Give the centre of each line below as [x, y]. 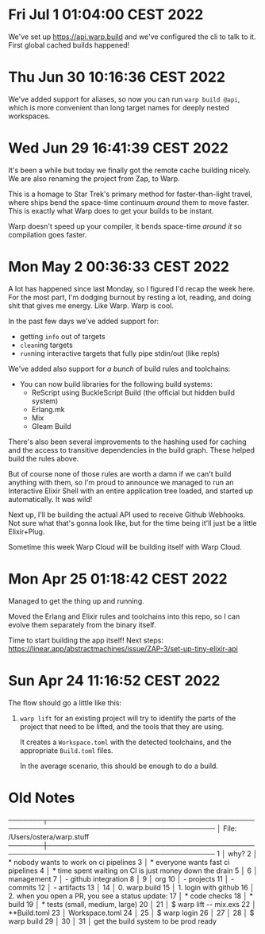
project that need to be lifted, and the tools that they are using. [122, 726]
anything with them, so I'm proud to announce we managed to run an [121, 482]
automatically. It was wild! [50, 499]
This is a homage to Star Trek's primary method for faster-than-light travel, [130, 194]
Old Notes [42, 798]
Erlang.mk [48, 409]
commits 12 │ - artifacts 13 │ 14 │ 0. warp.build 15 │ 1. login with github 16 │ [132, 887]
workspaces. [29, 116]
